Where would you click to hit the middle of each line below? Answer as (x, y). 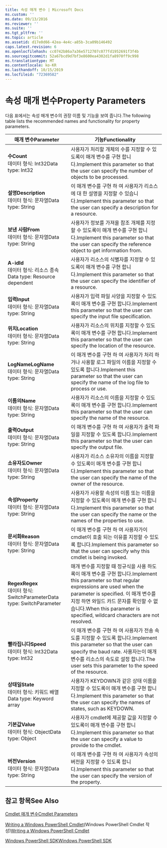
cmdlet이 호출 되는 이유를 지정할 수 (110, 537)
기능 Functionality (115, 139)
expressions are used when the (107, 587)
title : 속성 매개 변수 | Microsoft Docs (44, 10)
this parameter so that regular (105, 580)
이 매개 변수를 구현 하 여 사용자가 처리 (112, 355)
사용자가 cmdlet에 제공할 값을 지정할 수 (114, 718)
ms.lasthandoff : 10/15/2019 (34, 70)
